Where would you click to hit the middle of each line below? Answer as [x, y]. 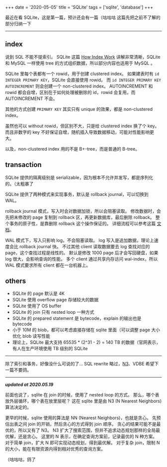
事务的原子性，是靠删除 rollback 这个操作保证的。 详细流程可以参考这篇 [83, 223]
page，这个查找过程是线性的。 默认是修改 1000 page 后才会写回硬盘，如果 [82, 253]
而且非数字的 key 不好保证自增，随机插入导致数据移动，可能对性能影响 [78, 132]
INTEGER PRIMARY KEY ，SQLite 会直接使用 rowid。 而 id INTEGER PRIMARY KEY [83, 80]
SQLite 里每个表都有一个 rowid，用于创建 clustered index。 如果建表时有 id [82, 74]
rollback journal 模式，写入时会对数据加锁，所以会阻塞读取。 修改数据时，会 [83, 211]
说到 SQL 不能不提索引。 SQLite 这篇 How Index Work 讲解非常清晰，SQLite [83, 57]
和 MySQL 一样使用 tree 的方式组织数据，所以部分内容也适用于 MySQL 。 [80, 63]
